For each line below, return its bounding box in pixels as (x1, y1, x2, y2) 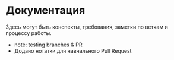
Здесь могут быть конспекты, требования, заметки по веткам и (5, 23, 169, 30)
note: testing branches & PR (14, 41, 83, 48)
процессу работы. (5, 29, 52, 36)
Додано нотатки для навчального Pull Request (14, 47, 132, 54)
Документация (5, 4, 86, 17)
